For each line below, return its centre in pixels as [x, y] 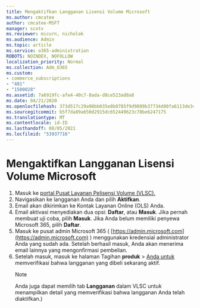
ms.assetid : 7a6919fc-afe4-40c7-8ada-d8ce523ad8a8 [70, 95]
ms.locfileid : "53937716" [38, 134]
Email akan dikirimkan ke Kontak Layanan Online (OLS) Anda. [90, 205]
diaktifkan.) [29, 298]
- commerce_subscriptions [38, 78]
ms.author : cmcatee [30, 17]
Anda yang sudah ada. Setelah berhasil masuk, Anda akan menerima [99, 243]
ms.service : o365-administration [48, 51]
